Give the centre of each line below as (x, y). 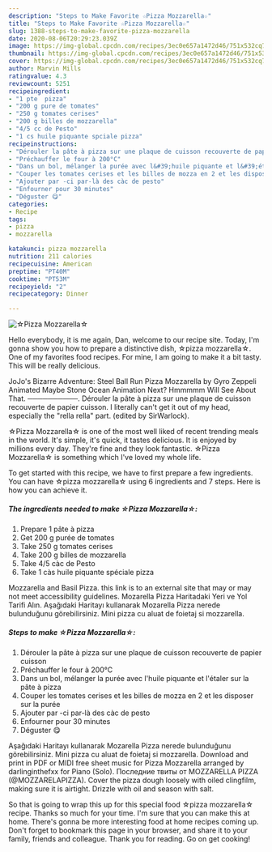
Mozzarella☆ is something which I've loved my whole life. (105, 458)
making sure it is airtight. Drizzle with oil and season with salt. (111, 789)
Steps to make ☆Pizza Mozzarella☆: (72, 632)
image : (19, 46)
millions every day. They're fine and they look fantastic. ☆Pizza (114, 449)
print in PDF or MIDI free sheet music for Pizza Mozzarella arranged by (126, 763)
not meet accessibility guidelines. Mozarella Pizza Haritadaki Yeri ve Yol (128, 597)
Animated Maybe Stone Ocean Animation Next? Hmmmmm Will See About (132, 390)
